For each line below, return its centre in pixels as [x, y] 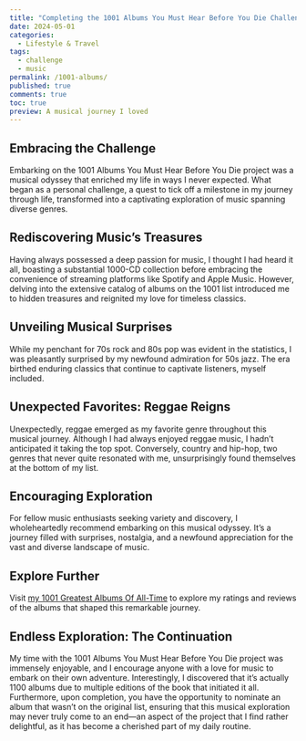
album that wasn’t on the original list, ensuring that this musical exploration [150, 706]
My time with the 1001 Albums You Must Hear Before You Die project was [147, 658]
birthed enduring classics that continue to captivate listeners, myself [138, 368]
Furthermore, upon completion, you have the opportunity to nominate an [145, 697]
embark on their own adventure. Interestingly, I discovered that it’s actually [149, 677]
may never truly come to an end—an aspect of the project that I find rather [149, 716]
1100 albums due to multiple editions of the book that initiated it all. [134, 687]
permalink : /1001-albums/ [58, 78]
